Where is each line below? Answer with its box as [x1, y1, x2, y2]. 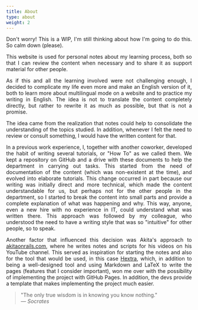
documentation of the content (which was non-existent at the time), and [6, 169, 192, 176]
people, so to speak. [6, 225, 56, 232]
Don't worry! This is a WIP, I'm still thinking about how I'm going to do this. [6, 36, 192, 43]
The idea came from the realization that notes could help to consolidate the [6, 120, 192, 127]
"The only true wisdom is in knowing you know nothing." [20, 292, 158, 299]
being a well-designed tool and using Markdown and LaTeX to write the [6, 261, 192, 268]
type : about [6, 14, 35, 20]
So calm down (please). [6, 42, 64, 49]
